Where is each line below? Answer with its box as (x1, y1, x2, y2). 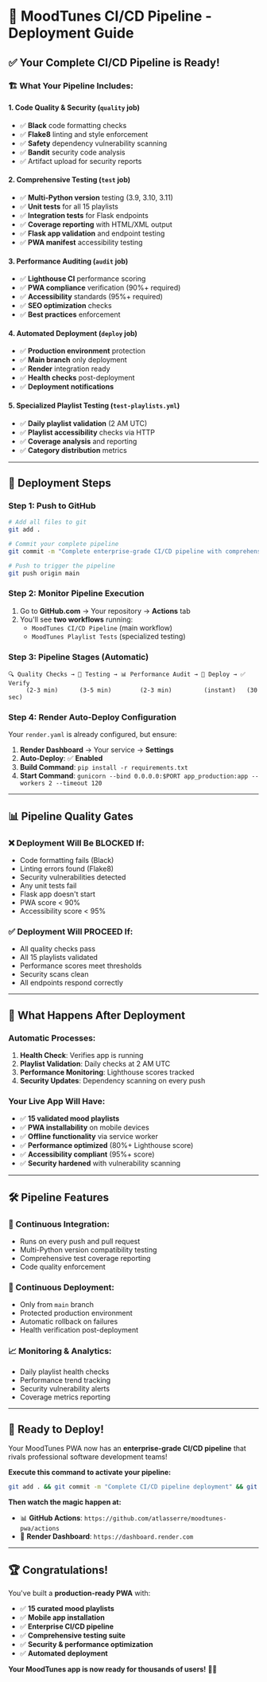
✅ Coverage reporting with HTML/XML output (19, 219, 172, 229)
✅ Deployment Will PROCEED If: (8, 926, 133, 937)
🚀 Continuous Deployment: (8, 1282, 115, 1293)
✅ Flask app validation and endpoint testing (19, 228, 165, 238)
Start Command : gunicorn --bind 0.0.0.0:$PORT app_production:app (19, 771, 249, 781)
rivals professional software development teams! (8, 1452, 168, 1462)
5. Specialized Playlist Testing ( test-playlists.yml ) (8, 400, 180, 410)
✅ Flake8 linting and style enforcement (19, 129, 149, 139)
